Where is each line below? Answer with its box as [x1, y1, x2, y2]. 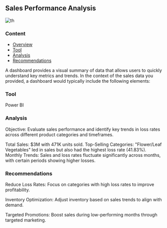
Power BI [5, 102, 24, 108]
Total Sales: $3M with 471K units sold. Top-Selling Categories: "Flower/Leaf [5, 141, 162, 147]
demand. [5, 202, 24, 208]
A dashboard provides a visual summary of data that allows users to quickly [5, 68, 162, 74]
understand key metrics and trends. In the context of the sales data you [5, 73, 153, 79]
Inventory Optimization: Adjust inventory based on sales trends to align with [5, 197, 162, 202]
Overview [12, 41, 33, 47]
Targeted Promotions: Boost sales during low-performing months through [5, 212, 157, 217]
